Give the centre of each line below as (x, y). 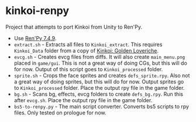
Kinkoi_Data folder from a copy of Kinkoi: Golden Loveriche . (86, 50)
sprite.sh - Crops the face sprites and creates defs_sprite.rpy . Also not (102, 75)
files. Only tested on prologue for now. (60, 113)
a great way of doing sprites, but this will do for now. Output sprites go (99, 81)
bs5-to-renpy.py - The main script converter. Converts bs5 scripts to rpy (102, 106)
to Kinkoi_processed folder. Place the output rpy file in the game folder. (99, 88)
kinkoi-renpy (37, 11)
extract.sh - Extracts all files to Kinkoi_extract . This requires (88, 44)
